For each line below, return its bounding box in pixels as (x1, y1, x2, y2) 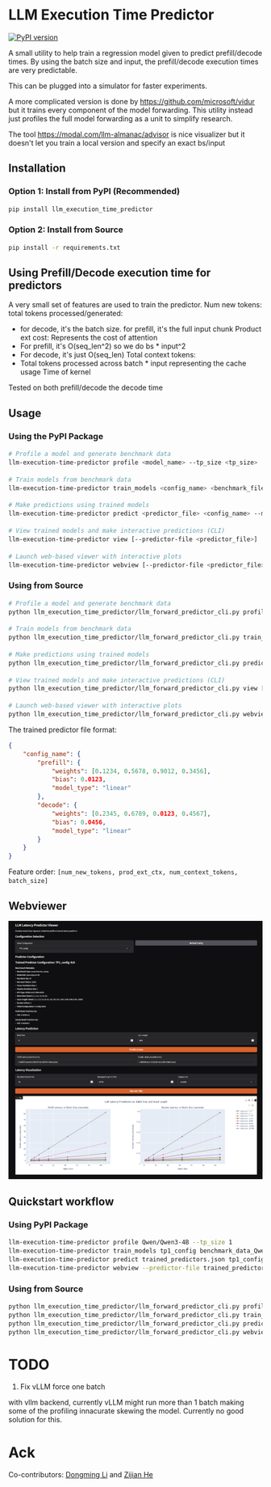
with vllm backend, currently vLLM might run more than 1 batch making (8, 1397, 244, 1408)
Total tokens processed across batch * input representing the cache (19, 358, 247, 369)
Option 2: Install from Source (8, 224, 123, 235)
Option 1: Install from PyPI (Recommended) (8, 186, 180, 197)
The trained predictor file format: (8, 724, 117, 734)
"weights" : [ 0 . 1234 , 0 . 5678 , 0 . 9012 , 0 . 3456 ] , (51, 767, 211, 775)
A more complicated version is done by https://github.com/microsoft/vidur (8, 96, 256, 106)
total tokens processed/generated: (8, 309, 123, 319)
